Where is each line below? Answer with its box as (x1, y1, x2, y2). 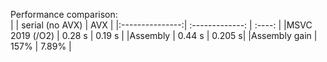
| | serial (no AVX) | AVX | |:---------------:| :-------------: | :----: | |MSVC (10, 19, 313, 31)
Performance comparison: (10, 9, 118, 20)
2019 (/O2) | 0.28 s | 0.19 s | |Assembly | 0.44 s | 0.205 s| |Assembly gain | (10, 30, 318, 41)
